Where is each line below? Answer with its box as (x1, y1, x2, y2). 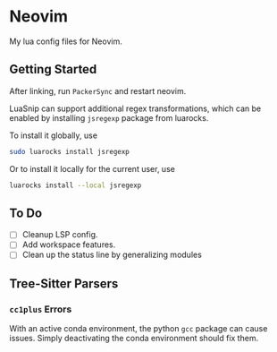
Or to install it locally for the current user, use (9, 163, 176, 174)
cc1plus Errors (9, 303, 72, 315)
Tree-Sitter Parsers (9, 276, 119, 291)
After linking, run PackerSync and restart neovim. (9, 85, 187, 96)
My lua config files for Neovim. (9, 36, 122, 47)
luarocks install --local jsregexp (9, 181, 142, 190)
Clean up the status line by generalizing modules (21, 249, 203, 261)
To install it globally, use (9, 130, 98, 141)
